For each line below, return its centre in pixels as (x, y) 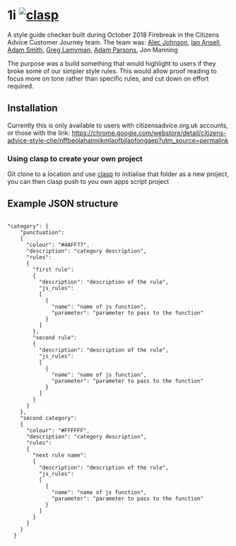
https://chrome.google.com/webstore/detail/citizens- (149, 133)
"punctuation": (42, 232)
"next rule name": (60, 455)
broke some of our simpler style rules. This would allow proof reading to (112, 71)
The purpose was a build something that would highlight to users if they (112, 63)
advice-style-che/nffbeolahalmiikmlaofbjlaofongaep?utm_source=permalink (118, 140)
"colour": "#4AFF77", (58, 245)
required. (20, 86)
